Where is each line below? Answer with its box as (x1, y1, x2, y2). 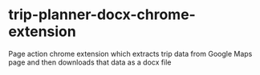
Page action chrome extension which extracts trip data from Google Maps (8, 49, 253, 58)
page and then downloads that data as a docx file (8, 57, 172, 67)
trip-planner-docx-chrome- (8, 6, 197, 24)
